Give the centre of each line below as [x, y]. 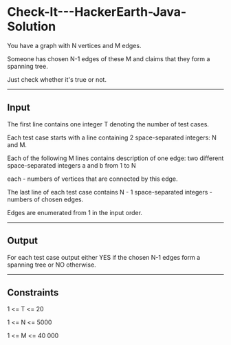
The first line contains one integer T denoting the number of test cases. [108, 124]
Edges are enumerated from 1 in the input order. [75, 212]
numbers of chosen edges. [45, 199]
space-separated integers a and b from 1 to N [71, 165]
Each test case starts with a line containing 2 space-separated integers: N [112, 137]
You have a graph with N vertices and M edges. [74, 45]
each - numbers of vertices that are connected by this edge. [92, 179]
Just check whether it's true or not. [57, 79]
